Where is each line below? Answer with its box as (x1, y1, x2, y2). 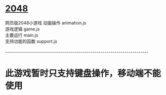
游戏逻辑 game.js (5, 26, 40, 32)
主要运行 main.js (5, 32, 39, 38)
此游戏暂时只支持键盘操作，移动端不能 (5, 68, 162, 79)
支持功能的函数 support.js (5, 38, 58, 44)
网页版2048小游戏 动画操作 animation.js (5, 20, 86, 26)
